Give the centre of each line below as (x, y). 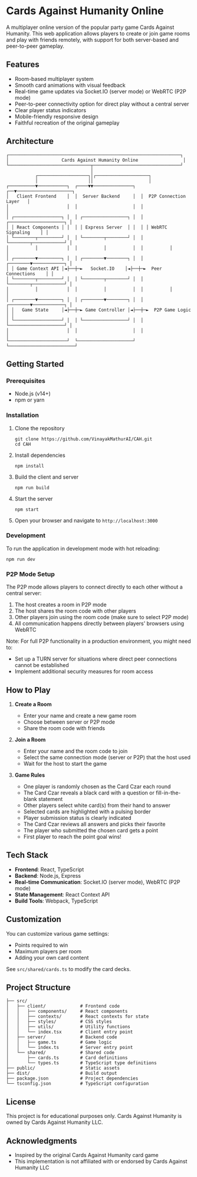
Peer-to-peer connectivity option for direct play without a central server (102, 104)
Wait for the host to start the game (65, 763)
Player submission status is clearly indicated (77, 818)
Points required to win (41, 945)
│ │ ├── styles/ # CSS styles (59, 1022)
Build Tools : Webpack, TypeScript (56, 901)
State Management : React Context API (62, 894)
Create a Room (33, 704)
